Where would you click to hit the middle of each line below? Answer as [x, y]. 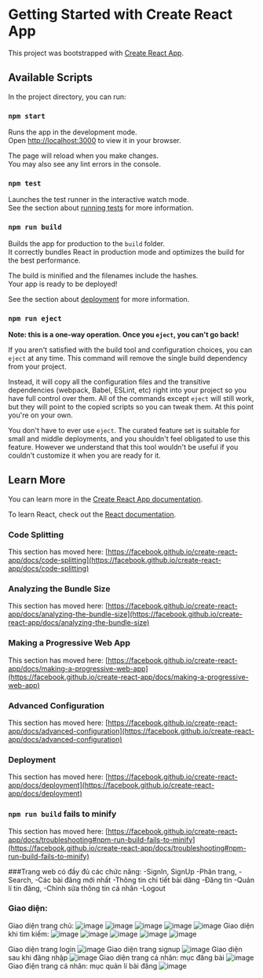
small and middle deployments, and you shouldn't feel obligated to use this [129, 439]
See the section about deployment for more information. [99, 299]
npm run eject [35, 318]
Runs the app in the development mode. [73, 132]
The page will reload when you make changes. [84, 156]
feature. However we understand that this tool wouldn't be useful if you [123, 447]
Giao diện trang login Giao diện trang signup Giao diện [125, 949]
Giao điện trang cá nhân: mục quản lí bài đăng [83, 965]
